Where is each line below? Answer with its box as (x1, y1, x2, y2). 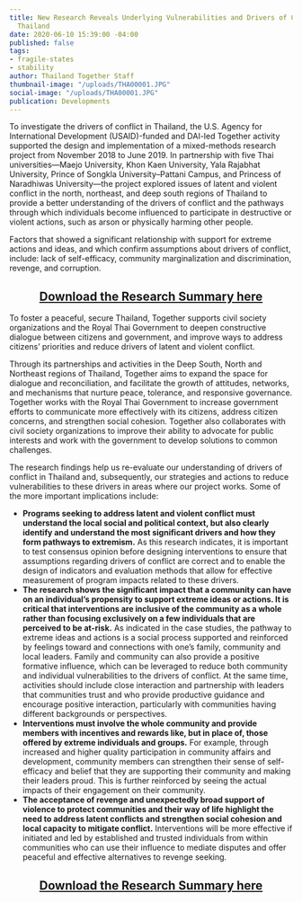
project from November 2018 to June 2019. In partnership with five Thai (9, 150, 274, 161)
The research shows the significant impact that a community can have (22, 585, 292, 596)
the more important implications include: (9, 491, 159, 501)
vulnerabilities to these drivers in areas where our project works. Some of (9, 482, 281, 492)
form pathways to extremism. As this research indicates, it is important (22, 536, 289, 548)
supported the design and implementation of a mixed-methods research (9, 140, 277, 151)
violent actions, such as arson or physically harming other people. (9, 217, 253, 227)
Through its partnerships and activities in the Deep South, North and (9, 358, 262, 369)
